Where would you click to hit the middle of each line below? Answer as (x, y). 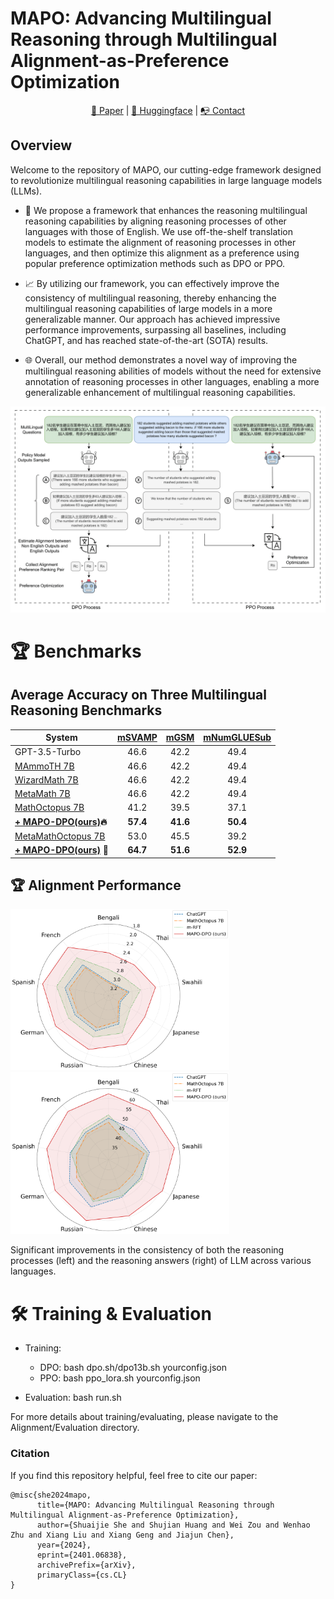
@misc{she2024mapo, (51, 1495)
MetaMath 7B (42, 794)
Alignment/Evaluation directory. (75, 1428)
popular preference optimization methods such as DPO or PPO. (155, 263)
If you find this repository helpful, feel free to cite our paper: (134, 1475)
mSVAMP (137, 738)
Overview (41, 145)
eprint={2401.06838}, (82, 1555)
